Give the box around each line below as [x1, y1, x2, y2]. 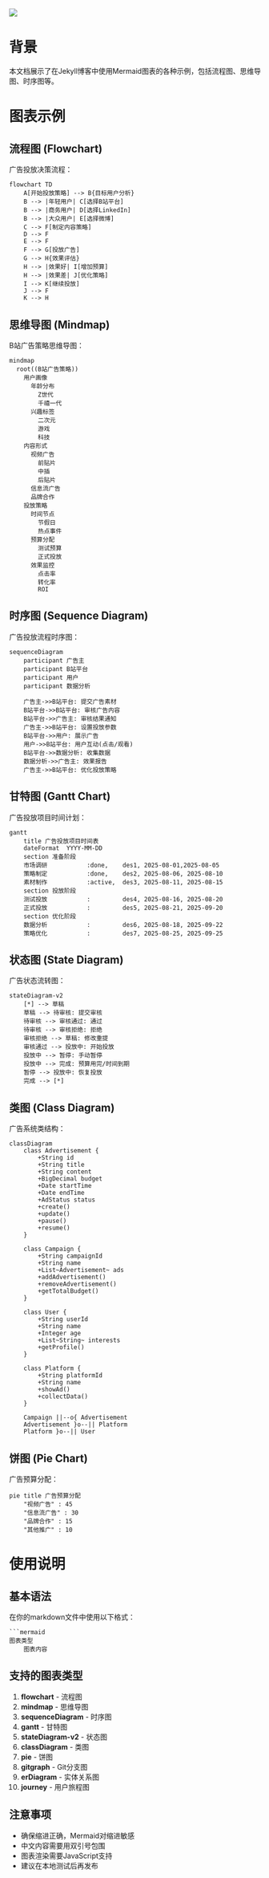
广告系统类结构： [9, 1124, 66, 1133]
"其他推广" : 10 [23, 1526, 73, 1534]
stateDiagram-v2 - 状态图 [20, 1732, 107, 1742]
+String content [38, 1168, 92, 1176]
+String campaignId [38, 1252, 103, 1260]
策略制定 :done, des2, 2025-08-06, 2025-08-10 [23, 869, 223, 878]
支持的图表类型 [9, 1669, 83, 1683]
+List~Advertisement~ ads [38, 1266, 125, 1274]
